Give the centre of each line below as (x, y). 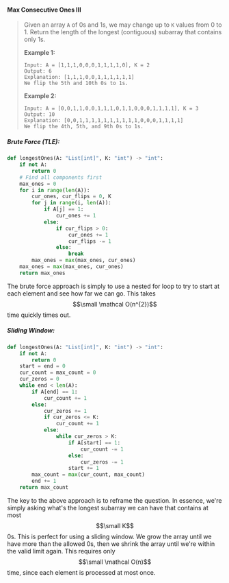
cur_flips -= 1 (90, 241)
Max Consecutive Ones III (44, 10)
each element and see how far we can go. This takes (81, 293)
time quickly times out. (39, 315)
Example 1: (40, 53)
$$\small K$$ (115, 525)
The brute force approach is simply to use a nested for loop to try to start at (113, 286)
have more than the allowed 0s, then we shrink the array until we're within (111, 544)
